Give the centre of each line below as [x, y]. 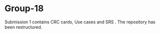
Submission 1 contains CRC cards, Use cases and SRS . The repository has [80, 22]
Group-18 [24, 8]
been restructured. [23, 27]
